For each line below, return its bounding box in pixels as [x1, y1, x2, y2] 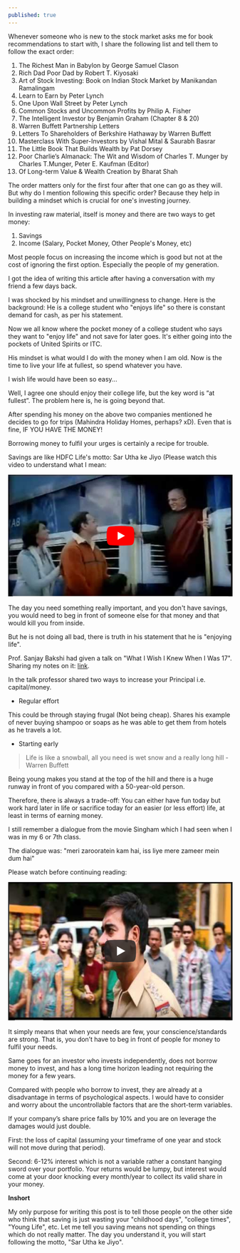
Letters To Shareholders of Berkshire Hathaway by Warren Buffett [18, 129, 212, 138]
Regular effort [18, 696, 60, 705]
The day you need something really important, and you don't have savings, [8, 603, 228, 612]
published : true [8, 11, 56, 19]
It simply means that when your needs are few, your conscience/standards [8, 1028, 227, 1036]
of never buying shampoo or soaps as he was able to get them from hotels [8, 717, 227, 727]
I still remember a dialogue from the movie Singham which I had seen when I [8, 824, 232, 834]
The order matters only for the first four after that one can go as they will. [8, 180, 223, 189]
